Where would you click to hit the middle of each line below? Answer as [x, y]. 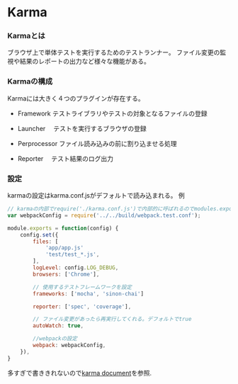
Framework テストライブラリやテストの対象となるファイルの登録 [112, 113]
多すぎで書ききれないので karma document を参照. [80, 373]
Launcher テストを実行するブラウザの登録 [82, 128]
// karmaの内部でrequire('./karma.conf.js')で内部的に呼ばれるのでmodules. [114, 209]
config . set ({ [39, 235]
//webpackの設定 [55, 339]
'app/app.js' [64, 248]
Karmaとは [27, 36]
